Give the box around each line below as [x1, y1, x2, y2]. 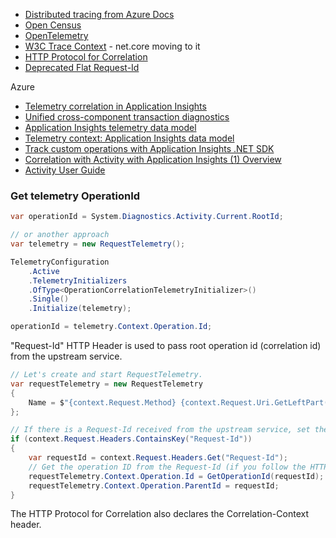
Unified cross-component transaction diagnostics [24, 111, 230, 123]
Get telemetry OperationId [10, 189, 141, 203]
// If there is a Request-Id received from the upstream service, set [10, 425, 311, 435]
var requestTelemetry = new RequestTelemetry [10, 379, 203, 389]
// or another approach [10, 230, 110, 240]
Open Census [24, 19, 82, 31]
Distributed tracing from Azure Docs [24, 9, 175, 20]
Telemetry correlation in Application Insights [24, 100, 207, 112]
